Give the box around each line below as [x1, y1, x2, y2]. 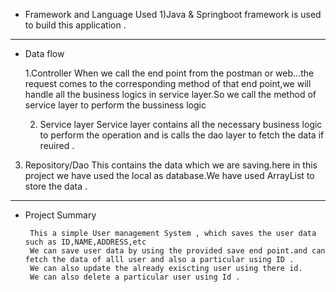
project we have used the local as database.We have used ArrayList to [24, 170, 315, 181]
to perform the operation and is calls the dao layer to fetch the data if [39, 129, 325, 141]
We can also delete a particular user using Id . [29, 272, 241, 282]
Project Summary [24, 209, 97, 221]
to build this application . [24, 19, 127, 31]
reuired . [39, 140, 75, 151]
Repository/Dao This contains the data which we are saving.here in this [24, 159, 318, 171]
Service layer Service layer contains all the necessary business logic [39, 119, 323, 130]
